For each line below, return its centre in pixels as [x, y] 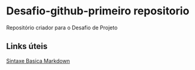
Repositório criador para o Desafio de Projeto [62, 28]
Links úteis [27, 46]
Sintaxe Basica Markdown [38, 60]
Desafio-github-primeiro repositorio [98, 11]
